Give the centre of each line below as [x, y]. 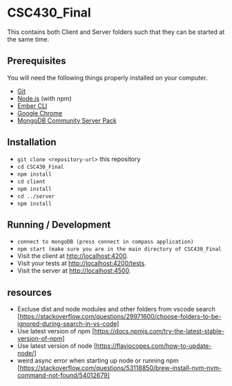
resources [29, 292]
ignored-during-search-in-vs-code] [68, 324]
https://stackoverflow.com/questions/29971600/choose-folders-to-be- [120, 317]
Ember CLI [32, 106]
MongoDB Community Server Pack [67, 120]
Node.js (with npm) [45, 98]
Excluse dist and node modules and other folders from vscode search [116, 309]
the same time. [28, 39]
